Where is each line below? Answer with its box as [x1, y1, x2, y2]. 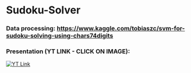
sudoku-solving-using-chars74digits [6, 32, 114, 40]
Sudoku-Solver [6, 4, 81, 17]
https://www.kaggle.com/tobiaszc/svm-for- [56, 25, 185, 33]
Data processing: [6, 25, 56, 33]
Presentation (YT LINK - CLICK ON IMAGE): [6, 47, 130, 55]
